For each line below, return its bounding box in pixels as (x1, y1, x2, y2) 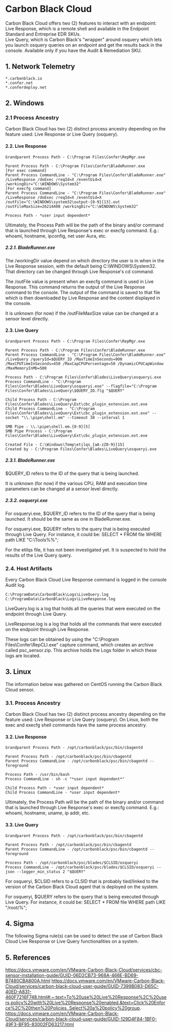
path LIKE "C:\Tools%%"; (5, 537, 59, 543)
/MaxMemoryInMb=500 (5, 366, 47, 371)
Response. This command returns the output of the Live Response (5, 283, 145, 290)
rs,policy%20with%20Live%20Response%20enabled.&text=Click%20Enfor (5, 1000, 165, 1006)
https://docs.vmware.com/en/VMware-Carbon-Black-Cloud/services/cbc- (5, 967, 162, 973)
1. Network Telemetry (5, 62, 75, 71)
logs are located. (5, 653, 41, 659)
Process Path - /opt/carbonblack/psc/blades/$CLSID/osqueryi (5, 860, 139, 865)
